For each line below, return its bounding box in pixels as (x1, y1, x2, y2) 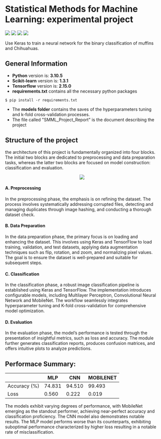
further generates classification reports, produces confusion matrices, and (5, 341, 155, 346)
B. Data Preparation (5, 223, 45, 229)
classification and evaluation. (5, 165, 63, 171)
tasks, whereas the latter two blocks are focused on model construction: (5, 159, 151, 165)
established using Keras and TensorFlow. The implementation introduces (5, 287, 151, 293)
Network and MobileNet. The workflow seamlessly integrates (5, 297, 128, 303)
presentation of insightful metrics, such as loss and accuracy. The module (5, 335, 154, 341)
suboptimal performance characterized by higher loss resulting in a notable (5, 424, 157, 430)
